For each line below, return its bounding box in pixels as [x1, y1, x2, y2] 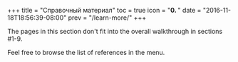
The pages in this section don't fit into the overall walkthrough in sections [7, 27, 223, 35]
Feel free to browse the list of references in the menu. [7, 49, 165, 56]
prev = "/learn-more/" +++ [68, 13, 147, 22]
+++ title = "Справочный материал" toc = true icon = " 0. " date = [7, 6, 202, 14]
